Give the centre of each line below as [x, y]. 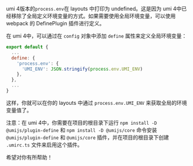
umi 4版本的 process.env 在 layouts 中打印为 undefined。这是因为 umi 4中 [94, 9]
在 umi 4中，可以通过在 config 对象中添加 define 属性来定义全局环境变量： [97, 36]
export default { [27, 47]
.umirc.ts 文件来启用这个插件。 [45, 145]
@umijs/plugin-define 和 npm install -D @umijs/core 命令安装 [82, 130]
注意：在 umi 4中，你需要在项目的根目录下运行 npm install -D [82, 122]
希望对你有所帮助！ [29, 157]
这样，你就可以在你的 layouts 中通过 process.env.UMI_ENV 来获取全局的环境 [97, 102]
